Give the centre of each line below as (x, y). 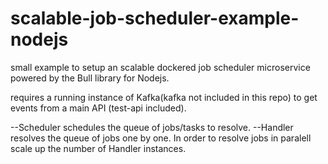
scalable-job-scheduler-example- (155, 18)
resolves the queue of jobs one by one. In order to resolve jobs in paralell (161, 138)
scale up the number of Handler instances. (98, 148)
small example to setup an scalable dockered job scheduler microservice (160, 67)
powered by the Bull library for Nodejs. (90, 78)
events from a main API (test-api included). (98, 108)
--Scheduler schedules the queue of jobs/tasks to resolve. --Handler (152, 127)
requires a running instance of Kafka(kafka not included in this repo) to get (164, 97)
